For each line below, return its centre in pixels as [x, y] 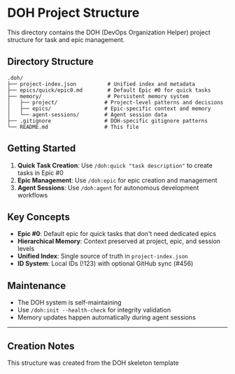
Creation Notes [41, 346]
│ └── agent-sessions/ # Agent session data [87, 115]
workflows [33, 195]
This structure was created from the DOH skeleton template [93, 363]
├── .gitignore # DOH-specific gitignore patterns [108, 120]
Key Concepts [38, 217]
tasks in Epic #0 [41, 172]
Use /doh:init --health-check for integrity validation [94, 310]
